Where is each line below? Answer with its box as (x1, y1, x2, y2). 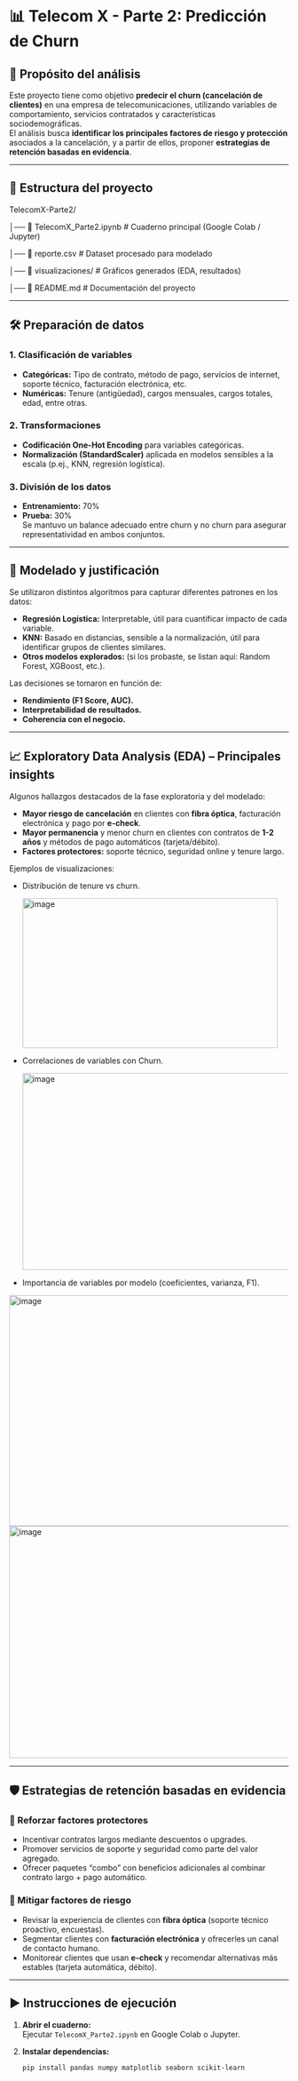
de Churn (9, 31, 80, 52)
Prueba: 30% (21, 511, 73, 521)
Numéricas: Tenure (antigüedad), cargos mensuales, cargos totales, (21, 387, 273, 399)
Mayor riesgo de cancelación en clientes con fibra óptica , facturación (21, 808, 281, 819)
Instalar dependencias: (21, 2045, 110, 2056)
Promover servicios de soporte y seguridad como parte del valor (21, 1844, 259, 1855)
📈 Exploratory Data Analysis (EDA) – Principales (9, 749, 281, 764)
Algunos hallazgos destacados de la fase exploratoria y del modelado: (9, 790, 266, 801)
